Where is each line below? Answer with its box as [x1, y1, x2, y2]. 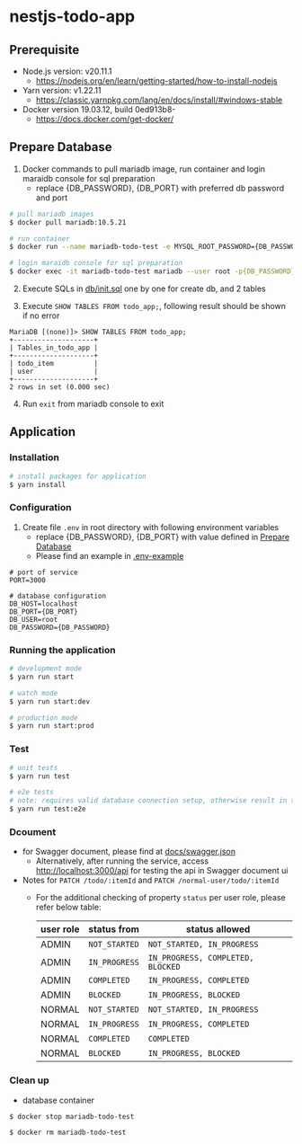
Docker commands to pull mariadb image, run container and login [22, 164, 266, 174]
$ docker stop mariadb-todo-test [9, 1112, 135, 1121]
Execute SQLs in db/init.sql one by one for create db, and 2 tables [22, 283, 267, 294]
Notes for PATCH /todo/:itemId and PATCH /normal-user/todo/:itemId [22, 874, 280, 886]
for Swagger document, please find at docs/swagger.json [22, 847, 236, 857]
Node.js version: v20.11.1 [22, 66, 112, 76]
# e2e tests [9, 788, 54, 797]
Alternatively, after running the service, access [35, 856, 209, 866]
